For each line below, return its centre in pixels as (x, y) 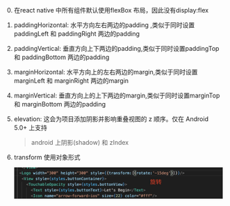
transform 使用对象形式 (47, 157)
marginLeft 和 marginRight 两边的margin (71, 81)
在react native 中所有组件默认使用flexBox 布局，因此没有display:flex (111, 10)
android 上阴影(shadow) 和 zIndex (80, 142)
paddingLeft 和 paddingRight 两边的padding (77, 34)
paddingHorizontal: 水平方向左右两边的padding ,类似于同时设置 (104, 25)
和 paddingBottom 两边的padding (61, 57)
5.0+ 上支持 (30, 128)
